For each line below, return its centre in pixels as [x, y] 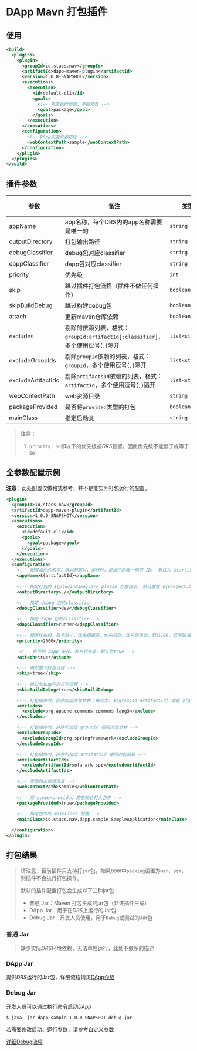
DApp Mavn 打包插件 [57, 12]
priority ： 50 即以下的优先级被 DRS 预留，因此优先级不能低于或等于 [109, 446]
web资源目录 [83, 396]
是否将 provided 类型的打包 [100, 407]
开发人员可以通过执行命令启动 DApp [49, 1006]
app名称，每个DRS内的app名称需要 [113, 222]
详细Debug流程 [24, 1042]
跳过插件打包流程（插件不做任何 [109, 286]
